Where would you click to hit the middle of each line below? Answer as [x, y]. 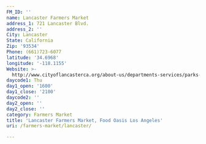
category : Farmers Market [39, 115]
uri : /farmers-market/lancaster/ [49, 126]
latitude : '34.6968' [33, 58]
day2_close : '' [26, 109]
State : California [30, 40]
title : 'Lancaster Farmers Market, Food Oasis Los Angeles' [85, 120]
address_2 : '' [25, 29]
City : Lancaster [27, 35]
